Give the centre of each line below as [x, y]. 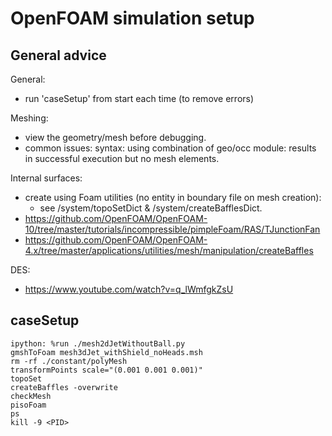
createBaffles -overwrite [64, 387]
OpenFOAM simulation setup [132, 18]
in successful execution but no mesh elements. [122, 158]
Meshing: [29, 118]
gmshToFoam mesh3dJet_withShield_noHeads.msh [106, 352]
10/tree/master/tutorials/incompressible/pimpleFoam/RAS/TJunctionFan [172, 229]
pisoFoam [28, 405]
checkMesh [31, 396]
